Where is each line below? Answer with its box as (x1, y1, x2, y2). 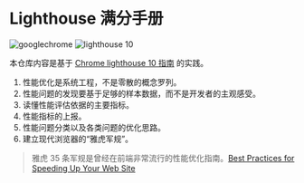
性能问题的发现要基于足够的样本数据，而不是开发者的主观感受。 (22, 88, 261, 99)
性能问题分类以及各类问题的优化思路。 (22, 121, 166, 132)
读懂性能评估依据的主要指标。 (22, 99, 134, 110)
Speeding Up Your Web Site (31, 162, 136, 173)
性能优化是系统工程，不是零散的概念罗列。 (22, 76, 182, 87)
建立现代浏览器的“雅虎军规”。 (22, 133, 134, 144)
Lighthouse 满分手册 (9, 8, 164, 29)
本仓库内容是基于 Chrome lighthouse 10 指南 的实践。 (9, 57, 209, 68)
